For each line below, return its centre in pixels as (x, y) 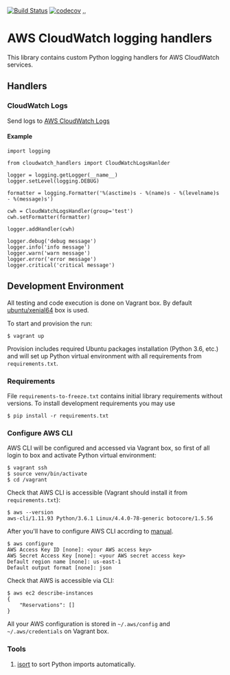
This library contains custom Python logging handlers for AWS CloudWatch (113, 57)
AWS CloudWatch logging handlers (110, 38)
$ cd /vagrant (27, 480)
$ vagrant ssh (27, 468)
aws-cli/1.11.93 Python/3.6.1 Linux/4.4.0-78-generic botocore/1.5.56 (110, 518)
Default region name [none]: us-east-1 (64, 562)
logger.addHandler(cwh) (41, 229)
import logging (29, 151)
